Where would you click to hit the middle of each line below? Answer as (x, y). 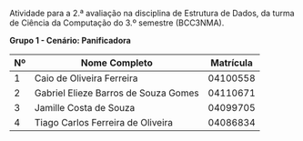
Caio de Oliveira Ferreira (86, 78)
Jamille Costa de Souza (85, 108)
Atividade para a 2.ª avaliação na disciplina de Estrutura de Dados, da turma (152, 13)
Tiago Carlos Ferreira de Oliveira (104, 122)
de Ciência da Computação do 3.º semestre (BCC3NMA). (117, 23)
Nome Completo (116, 63)
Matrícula (232, 63)
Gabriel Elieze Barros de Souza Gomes (117, 93)
